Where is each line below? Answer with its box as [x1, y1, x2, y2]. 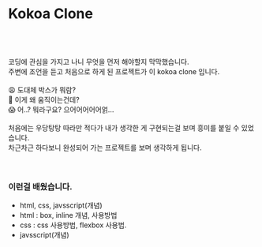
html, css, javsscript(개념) [19, 200, 103, 210]
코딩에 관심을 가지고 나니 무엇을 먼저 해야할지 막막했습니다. [8, 57, 189, 66]
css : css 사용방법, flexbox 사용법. [19, 220, 127, 230]
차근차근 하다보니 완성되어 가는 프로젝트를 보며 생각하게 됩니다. [8, 143, 203, 152]
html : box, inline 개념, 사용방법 [19, 211, 118, 220]
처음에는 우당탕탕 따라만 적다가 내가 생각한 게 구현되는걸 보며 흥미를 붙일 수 [8, 123, 240, 133]
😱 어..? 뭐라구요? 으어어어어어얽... [8, 104, 114, 114]
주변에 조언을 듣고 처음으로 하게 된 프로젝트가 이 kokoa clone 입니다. [8, 66, 220, 76]
